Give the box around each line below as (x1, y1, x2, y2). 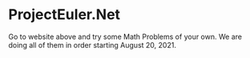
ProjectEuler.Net (8, 6, 121, 24)
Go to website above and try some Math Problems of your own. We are (8, 32, 243, 41)
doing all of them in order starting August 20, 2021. (8, 40, 176, 49)
